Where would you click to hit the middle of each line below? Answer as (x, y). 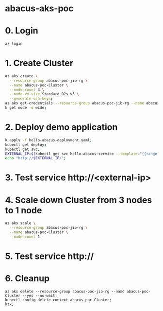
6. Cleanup (27, 279)
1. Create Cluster (39, 63)
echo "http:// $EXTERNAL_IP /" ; (36, 158)
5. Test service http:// (49, 256)
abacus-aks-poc (39, 9)
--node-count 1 (25, 237)
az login (14, 44)
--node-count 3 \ (27, 90)
